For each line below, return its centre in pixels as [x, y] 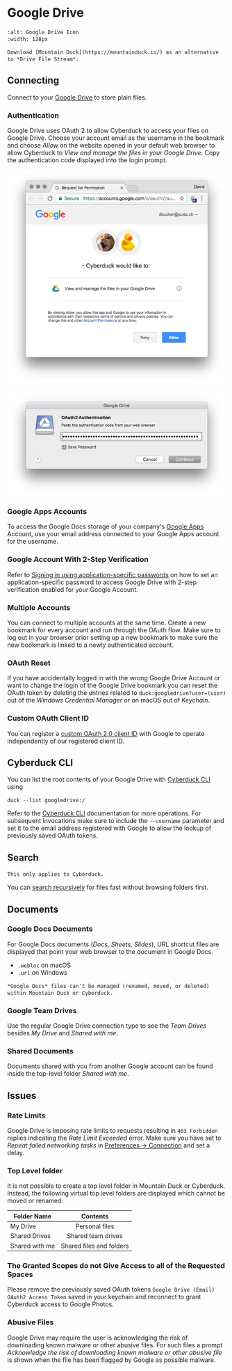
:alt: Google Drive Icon [43, 32]
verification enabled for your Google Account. [73, 589]
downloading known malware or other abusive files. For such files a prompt [115, 1345]
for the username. [33, 542]
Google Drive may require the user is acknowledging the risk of [98, 1338]
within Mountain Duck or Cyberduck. [60, 993]
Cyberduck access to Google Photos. [61, 1304]
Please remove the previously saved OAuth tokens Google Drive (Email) [111, 1290]
